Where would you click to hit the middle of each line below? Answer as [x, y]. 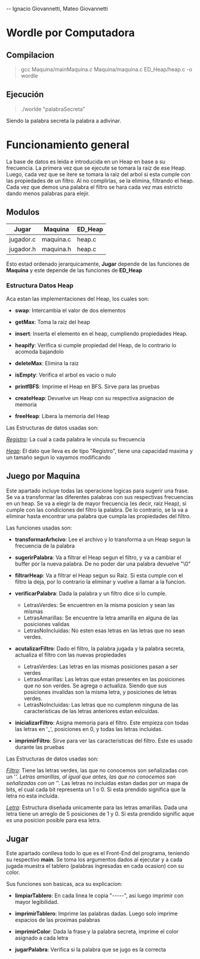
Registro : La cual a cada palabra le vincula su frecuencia [76, 439]
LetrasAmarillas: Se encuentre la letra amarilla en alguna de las [101, 618]
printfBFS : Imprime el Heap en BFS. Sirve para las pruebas [87, 386]
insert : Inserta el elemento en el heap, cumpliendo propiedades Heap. [101, 333]
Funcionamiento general [68, 145]
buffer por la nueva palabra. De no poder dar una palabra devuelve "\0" [103, 564]
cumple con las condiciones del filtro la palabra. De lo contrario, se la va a [97, 510]
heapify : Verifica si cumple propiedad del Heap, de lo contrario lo [96, 345]
